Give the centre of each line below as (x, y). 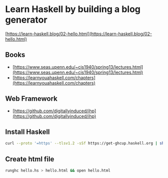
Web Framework (31, 99)
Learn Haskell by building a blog (73, 9)
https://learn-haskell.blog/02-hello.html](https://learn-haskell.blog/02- (79, 34)
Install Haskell (27, 132)
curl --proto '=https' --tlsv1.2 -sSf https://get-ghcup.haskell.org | (81, 143)
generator (26, 20)
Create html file (30, 159)
